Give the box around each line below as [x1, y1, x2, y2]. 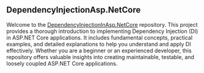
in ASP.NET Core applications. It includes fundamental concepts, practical [6, 33, 193, 41]
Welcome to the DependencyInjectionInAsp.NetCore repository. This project [6, 21, 198, 28]
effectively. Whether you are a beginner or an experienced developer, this [6, 47, 192, 54]
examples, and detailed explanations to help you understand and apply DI [6, 40, 191, 47]
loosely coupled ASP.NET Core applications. [6, 60, 118, 67]
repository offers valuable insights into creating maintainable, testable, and [6, 53, 194, 60]
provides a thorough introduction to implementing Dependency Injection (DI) [6, 27, 199, 35]
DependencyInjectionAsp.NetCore [6, 5, 141, 15]
